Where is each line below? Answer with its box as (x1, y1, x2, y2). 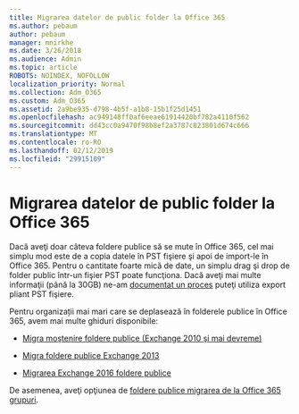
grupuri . (9, 394, 38, 405)
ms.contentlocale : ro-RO (9, 138, 102, 147)
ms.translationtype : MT (9, 130, 98, 139)
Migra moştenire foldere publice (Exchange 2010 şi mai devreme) (21, 333, 262, 344)
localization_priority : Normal (9, 80, 126, 89)
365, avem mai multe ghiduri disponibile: (9, 316, 159, 326)
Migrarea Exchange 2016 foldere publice (21, 368, 172, 378)
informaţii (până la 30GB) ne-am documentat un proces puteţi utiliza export (9, 279, 287, 291)
